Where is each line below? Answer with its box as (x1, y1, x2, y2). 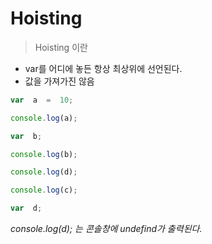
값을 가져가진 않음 (24, 75, 95, 87)
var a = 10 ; (10, 95, 74, 105)
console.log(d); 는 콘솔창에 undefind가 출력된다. (10, 223, 203, 235)
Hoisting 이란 (34, 41, 88, 53)
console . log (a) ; (10, 113, 78, 123)
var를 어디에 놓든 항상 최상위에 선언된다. (24, 62, 183, 74)
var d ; (10, 203, 43, 214)
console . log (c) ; (10, 185, 78, 196)
